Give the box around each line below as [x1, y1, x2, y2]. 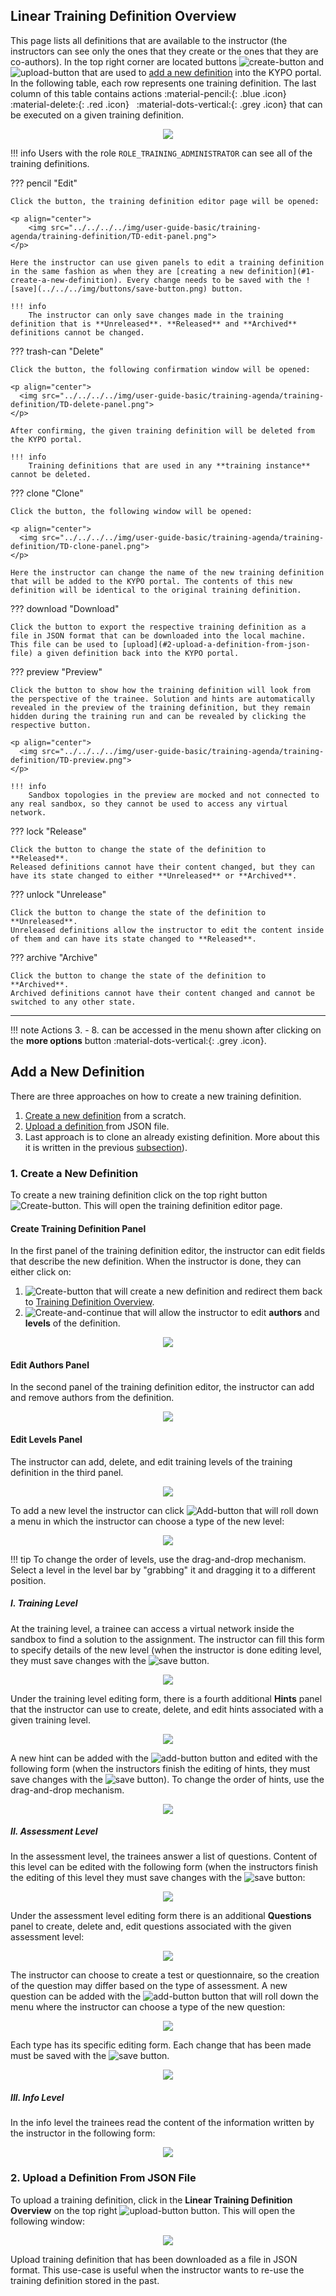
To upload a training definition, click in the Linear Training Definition [10, 2194, 293, 2206]
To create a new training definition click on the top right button [10, 1189, 268, 1201]
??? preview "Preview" [10, 665, 103, 678]
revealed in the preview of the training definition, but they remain [10, 702, 311, 713]
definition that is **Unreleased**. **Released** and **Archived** [10, 319, 298, 329]
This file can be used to [10, 639, 118, 649]
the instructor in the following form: [10, 2127, 156, 2139]
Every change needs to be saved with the [126, 275, 302, 285]
